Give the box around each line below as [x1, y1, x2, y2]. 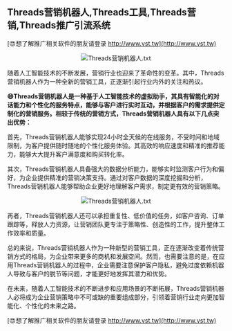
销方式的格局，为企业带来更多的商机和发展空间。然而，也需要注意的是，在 [7, 252, 219, 260]
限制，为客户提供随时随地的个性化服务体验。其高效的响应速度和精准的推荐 [7, 141, 219, 150]
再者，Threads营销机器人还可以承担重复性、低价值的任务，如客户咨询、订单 [7, 211, 224, 220]
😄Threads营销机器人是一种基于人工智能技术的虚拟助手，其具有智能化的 [7, 92, 214, 100]
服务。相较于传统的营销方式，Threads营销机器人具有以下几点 [37, 109, 213, 118]
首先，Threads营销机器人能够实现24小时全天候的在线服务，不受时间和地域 [7, 132, 220, 141]
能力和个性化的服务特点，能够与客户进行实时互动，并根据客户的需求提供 [12, 100, 219, 109]
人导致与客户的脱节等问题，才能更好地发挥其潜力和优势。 [7, 269, 171, 278]
